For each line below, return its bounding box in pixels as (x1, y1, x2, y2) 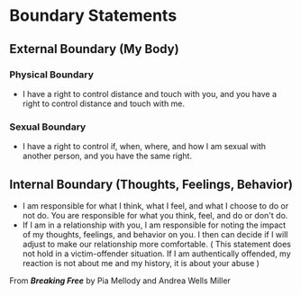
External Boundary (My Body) (9, 41, 179, 57)
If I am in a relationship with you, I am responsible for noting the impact (22, 219, 287, 230)
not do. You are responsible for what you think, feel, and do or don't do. (22, 210, 288, 220)
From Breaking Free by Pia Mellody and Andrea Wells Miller (9, 275, 232, 286)
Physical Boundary (9, 68, 95, 81)
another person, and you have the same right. (22, 150, 192, 162)
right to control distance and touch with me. (22, 98, 186, 109)
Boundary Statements (9, 5, 178, 26)
